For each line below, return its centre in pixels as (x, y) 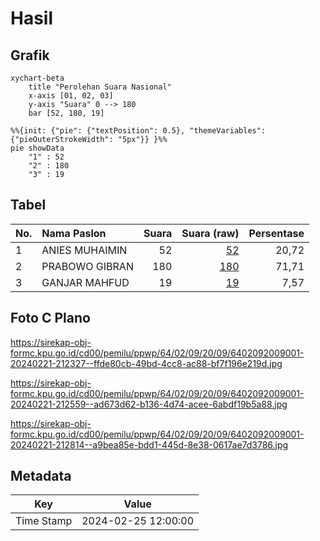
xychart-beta (37, 78)
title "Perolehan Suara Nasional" (100, 87)
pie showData (37, 148)
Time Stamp (44, 521)
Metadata (41, 476)
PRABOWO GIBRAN (87, 266)
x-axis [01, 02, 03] (71, 96)
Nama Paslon (74, 233)
